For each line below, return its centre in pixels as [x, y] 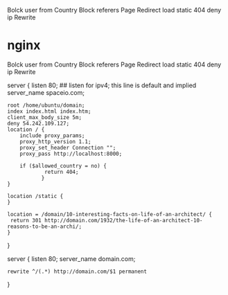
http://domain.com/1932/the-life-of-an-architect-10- [123, 220]
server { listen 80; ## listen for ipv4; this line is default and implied [102, 85]
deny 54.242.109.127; [38, 123]
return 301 [26, 220]
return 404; [61, 172]
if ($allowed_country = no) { [63, 166]
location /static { [35, 196]
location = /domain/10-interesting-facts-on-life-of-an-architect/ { [110, 214]
